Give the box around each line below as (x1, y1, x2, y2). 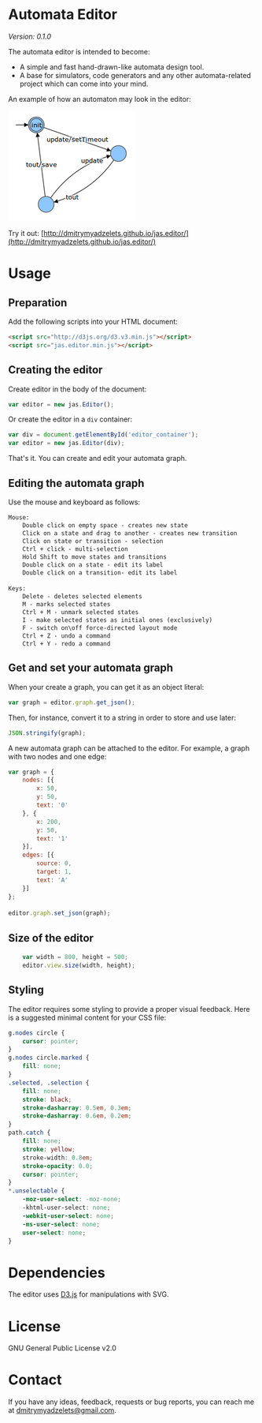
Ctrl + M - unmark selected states (22, 608, 139, 616)
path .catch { (8, 1129, 51, 1137)
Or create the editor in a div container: (8, 414, 132, 424)
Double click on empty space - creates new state (22, 521, 189, 530)
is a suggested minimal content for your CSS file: (8, 1013, 167, 1022)
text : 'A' (36, 876, 68, 884)
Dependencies (8, 1264, 105, 1282)
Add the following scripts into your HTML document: (8, 316, 179, 326)
